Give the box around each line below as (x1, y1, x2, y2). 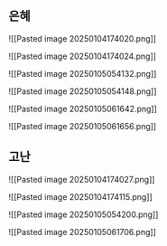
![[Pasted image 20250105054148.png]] (8, 85, 157, 97)
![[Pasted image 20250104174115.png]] (8, 191, 153, 202)
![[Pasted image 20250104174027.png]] (8, 174, 155, 184)
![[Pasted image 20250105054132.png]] (8, 68, 157, 79)
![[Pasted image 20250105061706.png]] (8, 226, 157, 237)
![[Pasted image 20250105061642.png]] (8, 103, 157, 114)
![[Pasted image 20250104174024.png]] (8, 51, 157, 61)
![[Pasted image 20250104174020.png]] (8, 33, 157, 43)
